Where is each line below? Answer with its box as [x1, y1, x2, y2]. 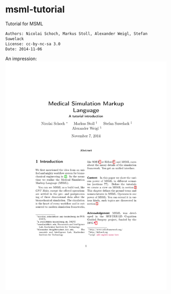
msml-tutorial [5, 4, 65, 15]
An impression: [5, 55, 37, 62]
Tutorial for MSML [5, 21, 44, 27]
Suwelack [5, 36, 24, 42]
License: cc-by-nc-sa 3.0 [5, 41, 60, 47]
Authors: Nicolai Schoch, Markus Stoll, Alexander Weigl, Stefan [5, 31, 147, 36]
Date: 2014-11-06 [5, 46, 42, 52]
